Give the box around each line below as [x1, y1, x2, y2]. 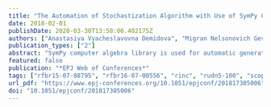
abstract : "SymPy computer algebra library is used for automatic [8, 49, 236, 57]
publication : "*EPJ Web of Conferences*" [8, 64, 150, 72]
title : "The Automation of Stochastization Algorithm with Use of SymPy [8, 11, 258, 20]
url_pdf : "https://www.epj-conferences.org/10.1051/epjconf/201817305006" [8, 79, 265, 87]
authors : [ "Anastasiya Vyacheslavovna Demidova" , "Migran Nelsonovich [8, 34, 251, 43]
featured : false [8, 57, 63, 65]
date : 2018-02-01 [8, 19, 67, 27]
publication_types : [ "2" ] [8, 42, 95, 50]
